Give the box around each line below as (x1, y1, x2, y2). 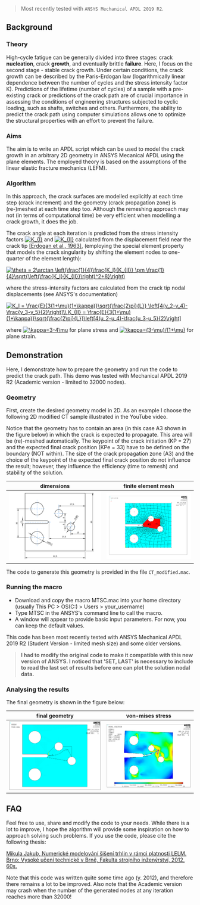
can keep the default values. (14, 622, 85, 629)
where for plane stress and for (6, 326, 194, 334)
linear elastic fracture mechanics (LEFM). (6, 164, 107, 172)
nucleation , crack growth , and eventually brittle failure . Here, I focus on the (6, 60, 193, 67)
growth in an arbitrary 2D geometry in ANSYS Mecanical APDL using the (6, 151, 184, 158)
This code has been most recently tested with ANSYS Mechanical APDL (6, 633, 183, 640)
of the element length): (26, 255, 82, 262)
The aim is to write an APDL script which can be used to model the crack (6, 145, 185, 153)
